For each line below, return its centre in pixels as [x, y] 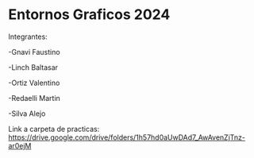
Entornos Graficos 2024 [89, 15]
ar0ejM [20, 145]
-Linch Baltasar [33, 67]
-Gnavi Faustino [35, 52]
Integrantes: [28, 37]
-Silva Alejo [27, 114]
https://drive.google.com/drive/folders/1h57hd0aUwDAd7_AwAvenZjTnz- [127, 137]
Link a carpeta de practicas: [54, 129]
